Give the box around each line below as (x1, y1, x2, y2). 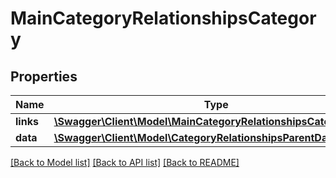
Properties (10, 68, 78, 85)
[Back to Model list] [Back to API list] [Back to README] (10, 157, 240, 168)
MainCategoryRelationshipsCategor (10, 7, 317, 30)
